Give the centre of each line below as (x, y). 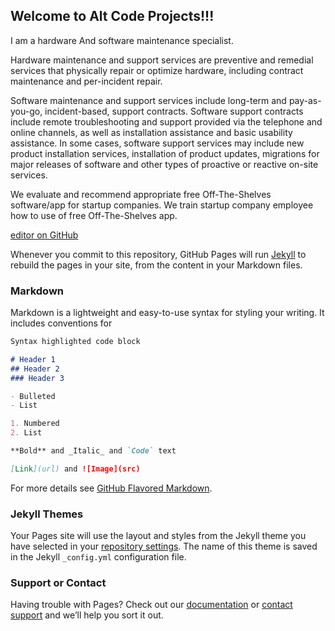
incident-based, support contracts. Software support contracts (174, 111)
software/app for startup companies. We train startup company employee (162, 205)
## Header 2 (35, 369)
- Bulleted (33, 396)
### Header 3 (37, 378)
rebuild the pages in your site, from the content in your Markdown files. (156, 265)
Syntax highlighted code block (75, 342)
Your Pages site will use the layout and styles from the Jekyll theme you (158, 536)
